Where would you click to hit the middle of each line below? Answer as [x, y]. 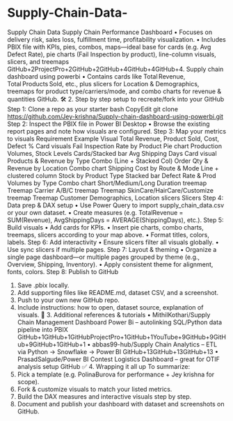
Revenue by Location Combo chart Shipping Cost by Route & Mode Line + [113, 168]
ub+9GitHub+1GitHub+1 [51, 344]
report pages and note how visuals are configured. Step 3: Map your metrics [117, 131]
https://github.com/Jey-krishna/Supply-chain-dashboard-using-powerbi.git [115, 116]
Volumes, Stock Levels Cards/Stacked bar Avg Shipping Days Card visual [112, 153]
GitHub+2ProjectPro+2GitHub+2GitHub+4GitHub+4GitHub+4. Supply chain [115, 69]
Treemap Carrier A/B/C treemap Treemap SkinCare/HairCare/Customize [111, 190]
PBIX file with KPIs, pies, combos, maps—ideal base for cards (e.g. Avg [109, 47]
